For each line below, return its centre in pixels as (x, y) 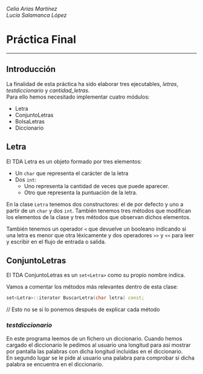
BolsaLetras (30, 121)
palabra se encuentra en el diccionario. (55, 364)
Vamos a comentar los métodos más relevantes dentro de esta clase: (92, 287)
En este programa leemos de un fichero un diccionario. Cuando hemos (94, 338)
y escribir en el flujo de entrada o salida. (56, 241)
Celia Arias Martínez (32, 9)
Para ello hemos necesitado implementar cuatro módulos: (78, 97)
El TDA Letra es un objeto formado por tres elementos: (74, 161)
